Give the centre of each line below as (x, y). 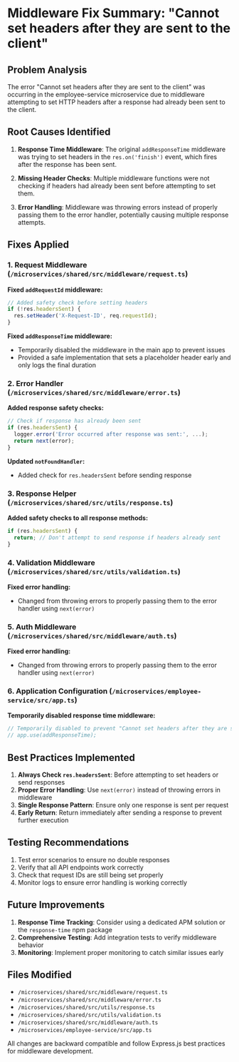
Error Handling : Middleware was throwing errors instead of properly (118, 207)
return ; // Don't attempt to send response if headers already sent (117, 537)
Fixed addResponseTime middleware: (60, 336)
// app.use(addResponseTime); (52, 735)
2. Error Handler (36, 383)
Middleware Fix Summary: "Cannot (113, 13)
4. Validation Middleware (51, 563)
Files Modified (40, 975)
